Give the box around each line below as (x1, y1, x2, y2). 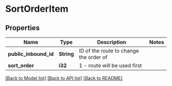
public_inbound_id (8, 51, 54, 57)
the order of (79, 54, 107, 60)
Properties (5, 24, 40, 32)
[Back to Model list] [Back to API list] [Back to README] (5, 75, 123, 81)
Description (97, 39, 126, 46)
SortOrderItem (5, 3, 69, 15)
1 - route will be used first (79, 62, 142, 69)
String (58, 51, 74, 57)
